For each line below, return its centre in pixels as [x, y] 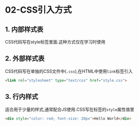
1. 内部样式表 [24, 29]
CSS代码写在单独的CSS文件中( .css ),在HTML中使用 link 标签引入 [69, 71]
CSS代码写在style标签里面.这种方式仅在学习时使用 [55, 42]
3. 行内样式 [22, 97]
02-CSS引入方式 [38, 10]
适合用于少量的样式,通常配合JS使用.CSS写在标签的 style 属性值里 [70, 109]
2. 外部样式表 [25, 59]
